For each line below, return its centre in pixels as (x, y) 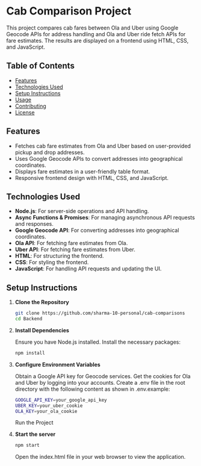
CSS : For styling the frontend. (52, 263)
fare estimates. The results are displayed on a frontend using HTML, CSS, (97, 40)
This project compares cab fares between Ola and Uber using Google (92, 28)
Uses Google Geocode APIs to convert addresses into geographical (99, 158)
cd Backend (29, 319)
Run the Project (34, 423)
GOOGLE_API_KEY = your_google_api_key (61, 400)
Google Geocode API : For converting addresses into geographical (97, 231)
